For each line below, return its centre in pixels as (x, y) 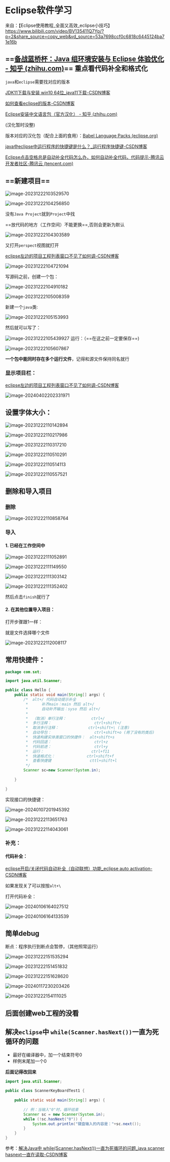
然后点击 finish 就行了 (28, 597)
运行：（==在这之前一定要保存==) (105, 338)
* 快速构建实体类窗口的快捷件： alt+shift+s (70, 737)
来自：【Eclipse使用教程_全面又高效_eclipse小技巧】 (59, 25)
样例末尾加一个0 (30, 1061)
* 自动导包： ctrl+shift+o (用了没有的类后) (90, 733)
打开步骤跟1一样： (24, 622)
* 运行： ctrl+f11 (68, 751)
